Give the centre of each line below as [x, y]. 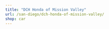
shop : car [16, 19]
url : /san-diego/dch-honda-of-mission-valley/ [55, 14]
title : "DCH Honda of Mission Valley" [46, 10]
